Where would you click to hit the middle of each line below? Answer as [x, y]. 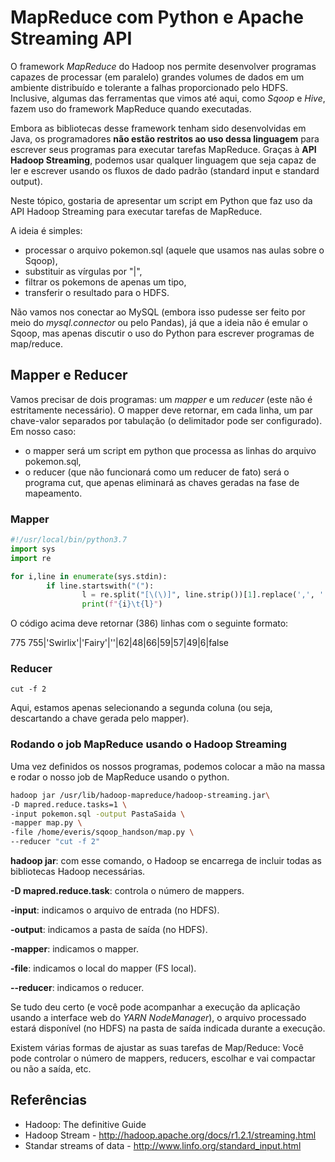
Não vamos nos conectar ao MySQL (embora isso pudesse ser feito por [158, 312]
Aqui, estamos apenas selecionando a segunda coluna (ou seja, [141, 708]
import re [31, 558]
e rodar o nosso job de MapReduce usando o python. [120, 777]
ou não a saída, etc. [51, 1069]
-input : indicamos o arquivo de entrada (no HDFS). [115, 910]
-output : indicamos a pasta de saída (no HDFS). [109, 930]
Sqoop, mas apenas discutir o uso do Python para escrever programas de [162, 333]
